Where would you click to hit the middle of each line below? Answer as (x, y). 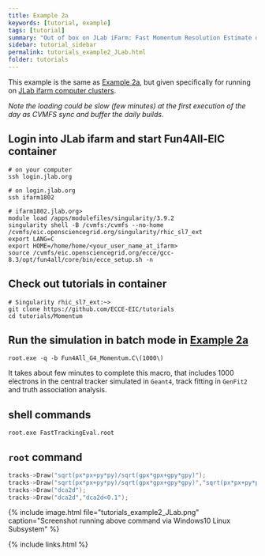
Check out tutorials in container (88, 284)
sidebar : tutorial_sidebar (52, 45)
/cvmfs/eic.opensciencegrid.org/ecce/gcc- (104, 253)
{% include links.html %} (48, 545)
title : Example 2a (38, 15)
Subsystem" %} (34, 529)
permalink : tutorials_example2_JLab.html (77, 52)
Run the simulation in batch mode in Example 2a (128, 340)
